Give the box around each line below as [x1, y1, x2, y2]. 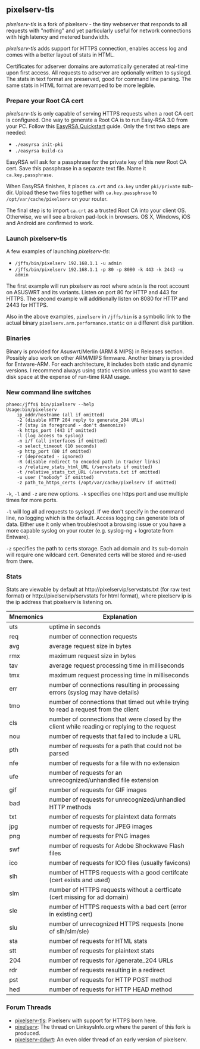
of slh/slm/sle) [49, 927, 89, 936]
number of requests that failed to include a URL [49, 732, 182, 740]
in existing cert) [49, 910, 93, 919]
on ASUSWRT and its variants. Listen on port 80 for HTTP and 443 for [6, 289, 178, 296]
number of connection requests [49, 633, 137, 641]
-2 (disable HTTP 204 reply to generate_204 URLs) [17, 417, 145, 423]
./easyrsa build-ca [14, 148, 64, 154]
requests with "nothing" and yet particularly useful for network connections [6, 27, 192, 34]
